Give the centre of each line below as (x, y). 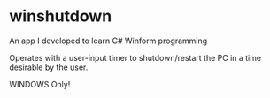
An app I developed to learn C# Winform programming (108, 41)
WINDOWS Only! (40, 84)
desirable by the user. (49, 67)
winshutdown (61, 16)
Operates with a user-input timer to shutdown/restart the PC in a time (135, 57)
